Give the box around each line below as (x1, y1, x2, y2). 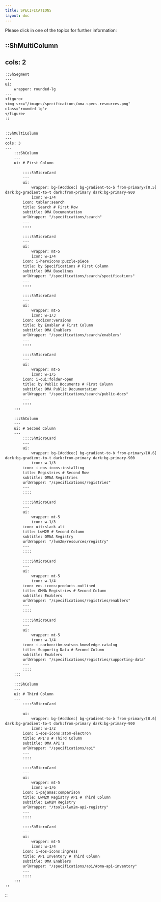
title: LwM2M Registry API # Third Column (23, 795, 111, 800)
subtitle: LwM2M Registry (23, 800, 76, 805)
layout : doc (5, 13, 29, 18)
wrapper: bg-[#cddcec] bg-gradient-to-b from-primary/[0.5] (31, 185, 157, 190)
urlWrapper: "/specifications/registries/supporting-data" (23, 657, 146, 662)
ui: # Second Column (14, 426, 56, 431)
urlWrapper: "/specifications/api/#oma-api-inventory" (23, 864, 137, 869)
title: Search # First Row (23, 205, 78, 210)
